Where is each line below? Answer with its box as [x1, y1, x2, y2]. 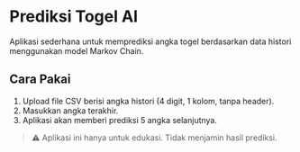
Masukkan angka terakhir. [22, 105, 119, 116]
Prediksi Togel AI [9, 6, 138, 27]
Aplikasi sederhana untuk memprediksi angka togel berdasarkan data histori [9, 36, 292, 47]
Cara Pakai [9, 72, 71, 87]
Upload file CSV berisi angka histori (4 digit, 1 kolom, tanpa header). [22, 95, 275, 106]
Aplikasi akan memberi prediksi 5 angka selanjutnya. [22, 114, 218, 125]
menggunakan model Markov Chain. [9, 45, 144, 56]
